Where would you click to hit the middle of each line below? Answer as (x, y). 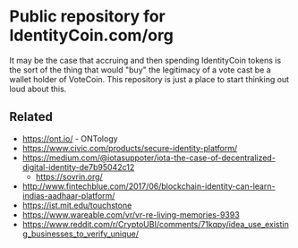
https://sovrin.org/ (69, 176)
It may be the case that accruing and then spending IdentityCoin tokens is (145, 60)
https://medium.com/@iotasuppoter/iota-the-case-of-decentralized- (149, 158)
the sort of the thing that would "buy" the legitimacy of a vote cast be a (140, 70)
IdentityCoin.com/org (92, 35)
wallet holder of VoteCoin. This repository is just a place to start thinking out (149, 79)
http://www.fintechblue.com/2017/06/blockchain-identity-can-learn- (149, 186)
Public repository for (87, 17)
